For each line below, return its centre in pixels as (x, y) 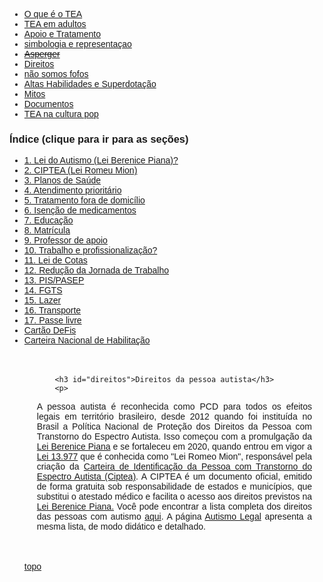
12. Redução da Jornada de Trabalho (96, 270)
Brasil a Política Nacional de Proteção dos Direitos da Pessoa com (174, 427)
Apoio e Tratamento (62, 34)
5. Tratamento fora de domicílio (84, 200)
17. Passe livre (52, 320)
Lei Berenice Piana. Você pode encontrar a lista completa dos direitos (174, 507)
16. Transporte (52, 310)
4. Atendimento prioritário (72, 190)
